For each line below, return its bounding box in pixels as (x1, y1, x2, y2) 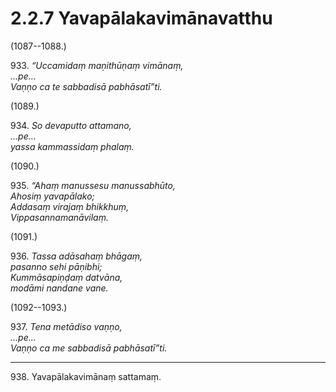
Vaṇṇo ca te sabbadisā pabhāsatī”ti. (10, 80, 163, 92)
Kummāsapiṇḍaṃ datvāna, (10, 271, 123, 283)
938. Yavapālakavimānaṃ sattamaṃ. (10, 370, 162, 382)
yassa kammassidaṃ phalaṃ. (10, 140, 135, 152)
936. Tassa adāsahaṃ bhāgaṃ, (10, 250, 143, 262)
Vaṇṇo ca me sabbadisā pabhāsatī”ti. (10, 342, 168, 354)
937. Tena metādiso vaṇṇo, (10, 320, 123, 332)
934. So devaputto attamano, (10, 119, 132, 131)
